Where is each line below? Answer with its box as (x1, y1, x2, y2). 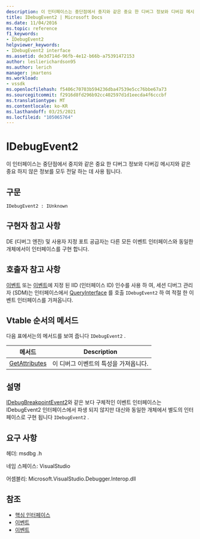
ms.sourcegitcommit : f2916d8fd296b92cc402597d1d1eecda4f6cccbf (6, 92, 167, 98)
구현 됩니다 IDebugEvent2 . (26, 414, 90, 421)
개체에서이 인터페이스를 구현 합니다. (6, 245, 90, 252)
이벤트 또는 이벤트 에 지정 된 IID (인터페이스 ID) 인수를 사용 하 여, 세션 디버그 (6, 281, 182, 288)
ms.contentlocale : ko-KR (6, 103, 68, 109)
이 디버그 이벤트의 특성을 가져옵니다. (52, 359, 149, 368)
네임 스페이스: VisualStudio (6, 463, 70, 470)
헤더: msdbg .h (6, 450, 42, 457)
